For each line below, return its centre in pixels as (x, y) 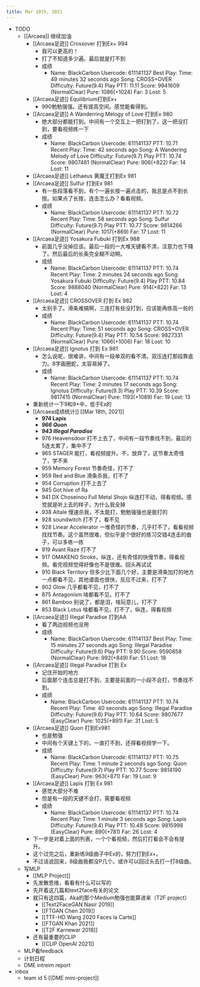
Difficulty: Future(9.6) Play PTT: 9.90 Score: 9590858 (116, 651)
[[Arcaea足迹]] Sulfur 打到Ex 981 (73, 183)
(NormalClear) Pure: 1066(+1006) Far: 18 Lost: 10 (110, 341)
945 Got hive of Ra (65, 490)
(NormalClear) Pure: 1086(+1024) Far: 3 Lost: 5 (108, 92)
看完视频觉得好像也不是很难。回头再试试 (102, 564)
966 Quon (54, 425)
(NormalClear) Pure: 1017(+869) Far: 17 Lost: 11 (108, 231)
